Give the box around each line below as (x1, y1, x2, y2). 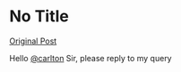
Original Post (9, 36, 57, 46)
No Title (9, 6, 70, 27)
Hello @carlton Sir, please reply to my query (9, 52, 172, 63)
